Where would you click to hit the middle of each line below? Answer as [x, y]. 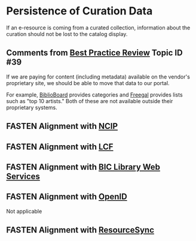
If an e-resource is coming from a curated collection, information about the [98, 28]
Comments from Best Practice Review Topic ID [95, 53]
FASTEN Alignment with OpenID [67, 197]
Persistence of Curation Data [79, 11]
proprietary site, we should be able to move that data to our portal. [88, 83]
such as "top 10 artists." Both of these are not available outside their [90, 101]
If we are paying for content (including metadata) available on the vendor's [98, 77]
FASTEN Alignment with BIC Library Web [83, 167]
